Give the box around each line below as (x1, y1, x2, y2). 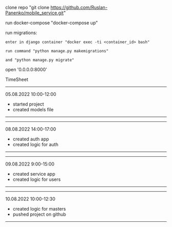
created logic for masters (12, 206, 66, 212)
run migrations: (5, 30, 37, 35)
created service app (12, 171, 55, 177)
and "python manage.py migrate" (5, 57, 74, 63)
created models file (12, 107, 54, 112)
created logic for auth (12, 141, 59, 148)
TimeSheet (5, 76, 29, 82)
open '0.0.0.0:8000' (5, 67, 48, 72)
